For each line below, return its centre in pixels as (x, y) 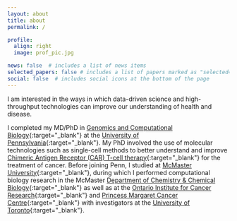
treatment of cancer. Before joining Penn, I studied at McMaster (100, 165)
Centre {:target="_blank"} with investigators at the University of (99, 203)
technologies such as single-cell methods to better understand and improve (117, 150)
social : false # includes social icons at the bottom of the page (109, 78)
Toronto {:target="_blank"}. (46, 210)
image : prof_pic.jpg (44, 53)
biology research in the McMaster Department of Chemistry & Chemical (111, 180)
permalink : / (26, 27)
